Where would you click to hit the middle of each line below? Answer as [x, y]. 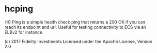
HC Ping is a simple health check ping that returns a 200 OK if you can [75, 22]
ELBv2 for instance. [24, 32]
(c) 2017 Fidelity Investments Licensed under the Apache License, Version [78, 41]
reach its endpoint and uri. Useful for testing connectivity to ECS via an [75, 27]
